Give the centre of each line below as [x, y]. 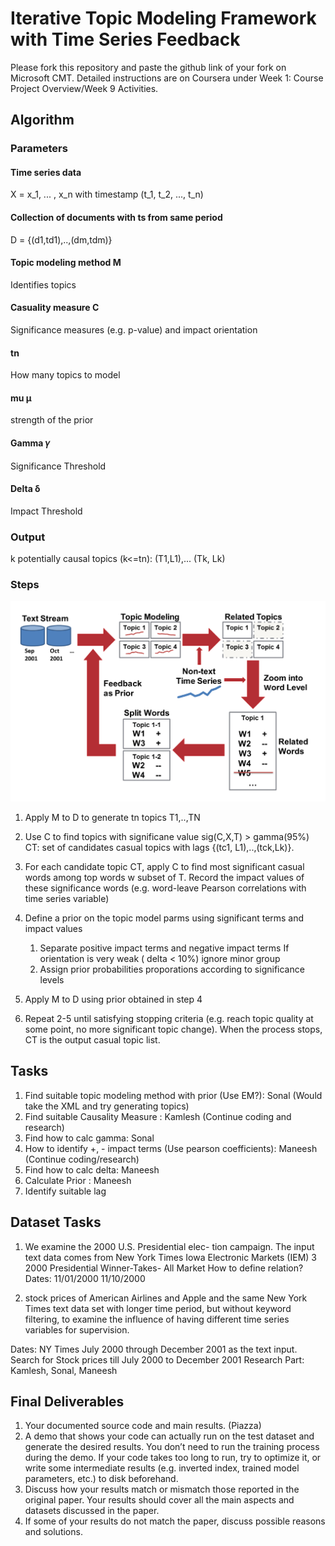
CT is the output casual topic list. [92, 1039]
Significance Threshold [58, 466]
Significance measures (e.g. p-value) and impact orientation [134, 330]
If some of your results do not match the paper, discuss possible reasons [175, 1521]
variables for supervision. [77, 1329]
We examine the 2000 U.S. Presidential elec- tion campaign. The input [169, 1246]
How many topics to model [65, 375]
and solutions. [53, 1532]
